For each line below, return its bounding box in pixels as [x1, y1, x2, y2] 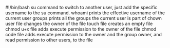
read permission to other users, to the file [5, 37, 93, 43]
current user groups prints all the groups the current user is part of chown [5, 15, 162, 21]
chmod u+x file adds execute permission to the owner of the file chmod [5, 26, 157, 32]
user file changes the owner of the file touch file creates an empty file [5, 20, 153, 27]
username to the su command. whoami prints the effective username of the [5, 10, 165, 16]
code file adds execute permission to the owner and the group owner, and [5, 32, 162, 37]
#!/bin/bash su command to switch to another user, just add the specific [5, 5, 158, 10]
